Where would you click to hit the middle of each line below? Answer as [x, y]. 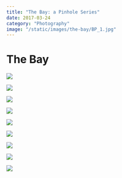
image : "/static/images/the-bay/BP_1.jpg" [61, 29]
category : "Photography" [38, 23]
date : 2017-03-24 [29, 18]
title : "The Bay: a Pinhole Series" [53, 12]
